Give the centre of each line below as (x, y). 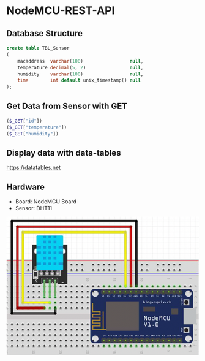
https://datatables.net (34, 168)
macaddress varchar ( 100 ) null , (80, 61)
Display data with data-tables (64, 153)
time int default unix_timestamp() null (79, 80)
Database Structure (44, 33)
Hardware (25, 187)
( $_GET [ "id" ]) (24, 121)
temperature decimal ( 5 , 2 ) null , (80, 67)
